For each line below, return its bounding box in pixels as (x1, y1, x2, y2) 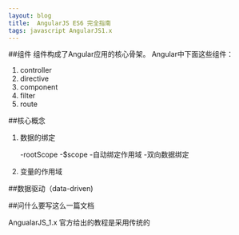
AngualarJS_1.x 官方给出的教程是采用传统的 (8, 217, 150, 228)
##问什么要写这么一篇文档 (8, 201, 94, 210)
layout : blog (8, 11, 52, 20)
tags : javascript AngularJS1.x (8, 26, 113, 34)
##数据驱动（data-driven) (8, 184, 94, 193)
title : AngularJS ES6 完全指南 (8, 19, 112, 27)
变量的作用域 (19, 167, 62, 177)
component (19, 82, 58, 92)
